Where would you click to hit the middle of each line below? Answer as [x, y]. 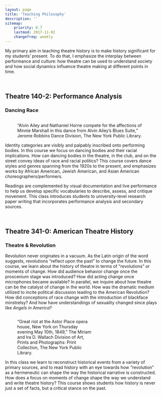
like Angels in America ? [28, 308]
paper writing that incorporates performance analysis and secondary [74, 201]
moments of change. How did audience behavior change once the [71, 271]
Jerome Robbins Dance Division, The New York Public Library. [80, 135]
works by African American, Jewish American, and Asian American [72, 171]
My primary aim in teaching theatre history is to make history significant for [80, 51]
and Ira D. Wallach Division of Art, [51, 337]
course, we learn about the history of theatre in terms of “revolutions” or [77, 266]
